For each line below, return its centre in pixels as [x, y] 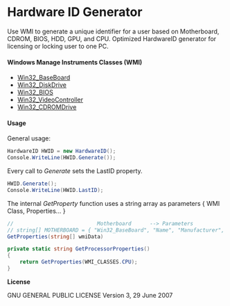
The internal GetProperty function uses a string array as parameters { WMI [114, 203]
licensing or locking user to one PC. [58, 46]
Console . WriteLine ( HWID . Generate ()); [62, 158]
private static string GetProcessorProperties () [79, 249]
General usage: [29, 138]
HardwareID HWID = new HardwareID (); [62, 151]
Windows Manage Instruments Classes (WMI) [75, 62]
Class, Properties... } [36, 211]
